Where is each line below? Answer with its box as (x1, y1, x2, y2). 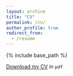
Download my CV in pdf (6, 63, 63, 70)
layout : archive (6, 8, 46, 15)
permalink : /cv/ (6, 19, 46, 25)
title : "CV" (6, 14, 35, 20)
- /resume (11, 36, 35, 42)
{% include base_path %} (6, 52, 68, 58)
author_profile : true (6, 25, 59, 31)
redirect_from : (6, 30, 43, 36)
